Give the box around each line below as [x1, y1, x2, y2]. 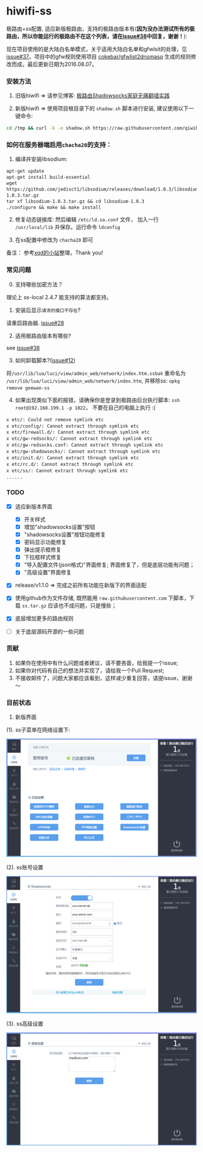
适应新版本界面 [14, 503, 53, 510]
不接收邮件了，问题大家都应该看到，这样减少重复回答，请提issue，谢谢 [14, 674, 193, 681]
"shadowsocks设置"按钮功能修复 [24, 531, 106, 538]
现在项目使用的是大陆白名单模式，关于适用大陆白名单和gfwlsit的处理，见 [6, 45, 187, 53]
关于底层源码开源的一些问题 [14, 627, 85, 635]
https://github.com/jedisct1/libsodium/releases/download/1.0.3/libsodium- [6, 186, 201, 193]
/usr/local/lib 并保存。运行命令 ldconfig [14, 224, 121, 231]
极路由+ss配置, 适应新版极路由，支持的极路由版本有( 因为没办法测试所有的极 [6, 25, 195, 32]
